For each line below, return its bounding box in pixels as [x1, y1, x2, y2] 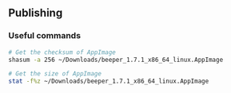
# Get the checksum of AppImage [8, 48, 116, 56]
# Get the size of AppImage [8, 70, 102, 78]
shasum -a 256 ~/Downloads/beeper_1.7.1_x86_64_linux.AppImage [8, 56, 224, 64]
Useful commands [8, 30, 82, 41]
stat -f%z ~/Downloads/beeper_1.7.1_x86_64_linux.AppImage [8, 77, 209, 86]
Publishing [8, 6, 63, 20]
